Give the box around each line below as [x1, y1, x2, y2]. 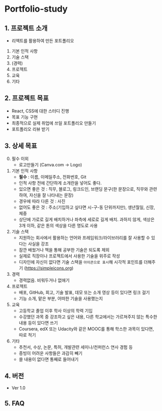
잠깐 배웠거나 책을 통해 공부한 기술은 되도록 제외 [18, 247, 110, 252]
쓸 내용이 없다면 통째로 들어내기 [18, 356, 79, 362]
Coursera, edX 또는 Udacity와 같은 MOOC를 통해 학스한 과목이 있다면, [18, 326, 154, 332]
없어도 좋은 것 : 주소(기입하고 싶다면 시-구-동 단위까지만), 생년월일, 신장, [18, 204, 155, 210]
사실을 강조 [28, 241, 49, 247]
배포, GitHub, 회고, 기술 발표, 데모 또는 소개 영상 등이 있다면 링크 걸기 [18, 289, 150, 295]
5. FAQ [4, 399, 25, 407]
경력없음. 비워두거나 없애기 [18, 277, 70, 283]
